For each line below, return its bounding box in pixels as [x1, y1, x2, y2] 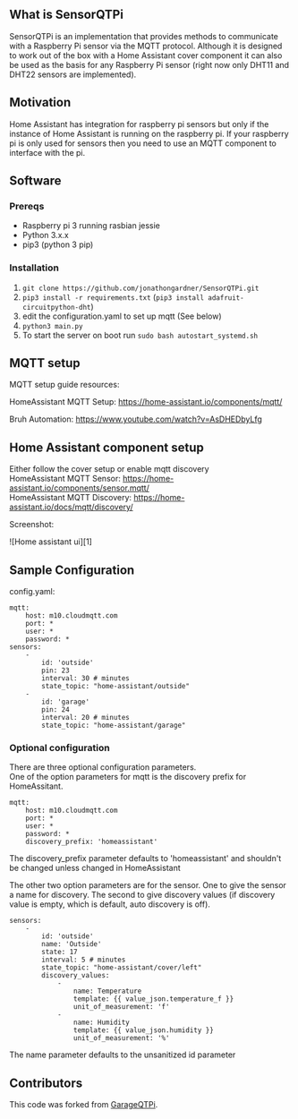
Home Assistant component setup [9, 440, 204, 455]
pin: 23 [41, 666, 70, 675]
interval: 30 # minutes [41, 674, 130, 683]
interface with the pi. [9, 147, 86, 158]
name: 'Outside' [41, 940, 102, 949]
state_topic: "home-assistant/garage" [41, 721, 186, 730]
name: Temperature [72, 987, 142, 996]
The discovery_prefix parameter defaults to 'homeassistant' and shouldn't [9, 853, 282, 864]
